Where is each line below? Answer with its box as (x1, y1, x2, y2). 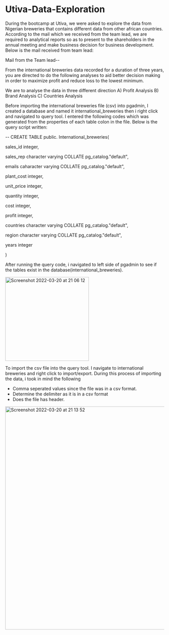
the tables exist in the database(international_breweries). (5, 267, 124, 273)
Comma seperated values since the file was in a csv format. (12, 385, 137, 391)
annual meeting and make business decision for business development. (5, 42, 154, 48)
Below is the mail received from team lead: (5, 47, 94, 53)
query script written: (5, 124, 48, 130)
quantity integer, (5, 192, 39, 199)
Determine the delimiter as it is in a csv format (12, 391, 108, 397)
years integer (5, 242, 33, 248)
